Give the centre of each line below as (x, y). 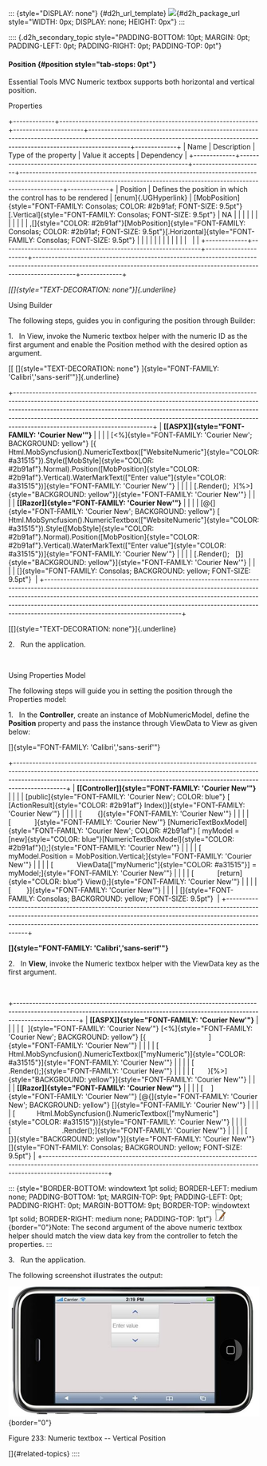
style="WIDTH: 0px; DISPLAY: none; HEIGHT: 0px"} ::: (97, 22)
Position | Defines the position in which (184, 189)
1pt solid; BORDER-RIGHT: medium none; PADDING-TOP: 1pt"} (110, 1219)
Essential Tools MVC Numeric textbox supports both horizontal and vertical (132, 82)
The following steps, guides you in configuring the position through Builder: (132, 321)
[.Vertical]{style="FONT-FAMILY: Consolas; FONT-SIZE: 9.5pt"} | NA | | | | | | (133, 215)
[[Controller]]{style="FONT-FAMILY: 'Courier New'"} (167, 788)
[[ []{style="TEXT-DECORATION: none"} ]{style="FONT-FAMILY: (114, 368)
